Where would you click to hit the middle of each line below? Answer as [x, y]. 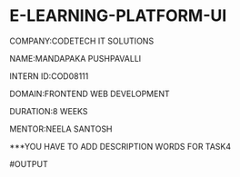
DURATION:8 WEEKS [49, 111]
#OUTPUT [29, 163]
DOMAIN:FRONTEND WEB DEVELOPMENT [90, 93]
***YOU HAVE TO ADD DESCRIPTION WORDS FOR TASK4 [120, 146]
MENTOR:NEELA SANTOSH [61, 129]
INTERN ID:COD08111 [49, 76]
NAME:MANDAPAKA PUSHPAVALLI [75, 58]
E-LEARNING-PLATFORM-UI [118, 16]
